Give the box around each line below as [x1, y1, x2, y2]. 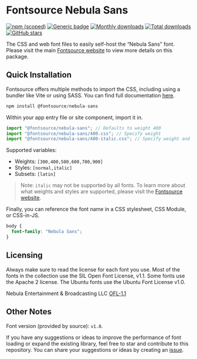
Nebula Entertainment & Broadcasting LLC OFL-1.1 [6, 290, 127, 297]
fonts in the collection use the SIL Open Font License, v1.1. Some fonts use [6, 272, 185, 279]
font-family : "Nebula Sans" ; [11, 229, 83, 235]
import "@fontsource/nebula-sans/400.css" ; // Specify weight [6, 130, 161, 137]
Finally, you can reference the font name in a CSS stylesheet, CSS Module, [6, 206, 186, 213]
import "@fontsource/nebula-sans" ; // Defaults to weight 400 [6, 125, 161, 131]
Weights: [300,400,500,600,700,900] [14, 158, 104, 165]
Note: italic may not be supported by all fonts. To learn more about [20, 182, 186, 189]
